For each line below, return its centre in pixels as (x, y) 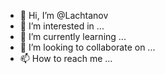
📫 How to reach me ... (66, 58)
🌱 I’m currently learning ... (73, 36)
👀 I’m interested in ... (62, 26)
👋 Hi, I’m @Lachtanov (64, 15)
